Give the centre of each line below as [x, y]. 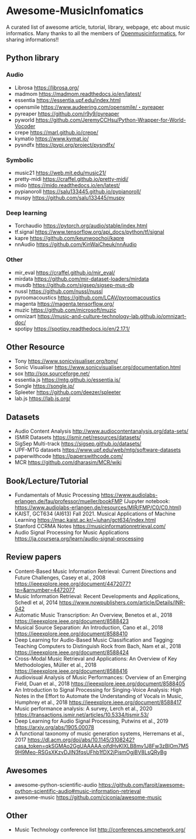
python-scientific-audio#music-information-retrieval [78, 791]
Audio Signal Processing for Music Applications [72, 532]
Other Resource [35, 347]
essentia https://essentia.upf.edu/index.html [68, 100]
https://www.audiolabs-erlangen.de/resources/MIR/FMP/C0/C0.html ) [98, 507]
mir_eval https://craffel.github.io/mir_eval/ [65, 272]
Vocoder [25, 126]
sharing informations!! [32, 39]
